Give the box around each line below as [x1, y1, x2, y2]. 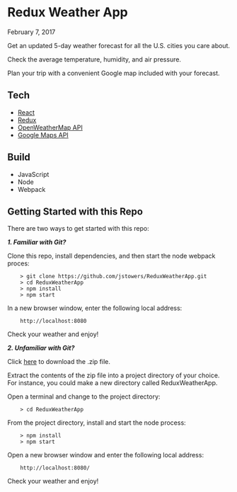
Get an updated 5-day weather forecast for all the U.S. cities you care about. [7, 41, 230, 50]
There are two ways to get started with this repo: [7, 224, 150, 233]
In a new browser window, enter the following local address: [7, 304, 183, 312]
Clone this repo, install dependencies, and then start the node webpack [7, 252, 216, 261]
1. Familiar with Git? [7, 238, 67, 246]
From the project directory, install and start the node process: [7, 418, 186, 427]
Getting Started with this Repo [7, 205, 144, 217]
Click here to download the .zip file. [7, 357, 111, 366]
